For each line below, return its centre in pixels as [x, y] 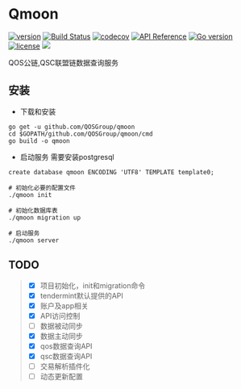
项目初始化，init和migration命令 [93, 285]
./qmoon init [30, 194]
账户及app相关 [64, 305]
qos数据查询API [66, 346]
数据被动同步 [61, 326]
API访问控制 [60, 316]
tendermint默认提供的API [81, 295]
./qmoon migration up [45, 218]
